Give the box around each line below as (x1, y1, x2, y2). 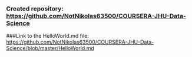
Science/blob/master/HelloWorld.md (6, 45, 94, 52)
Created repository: (6, 5, 64, 13)
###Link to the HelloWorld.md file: (6, 33, 90, 40)
